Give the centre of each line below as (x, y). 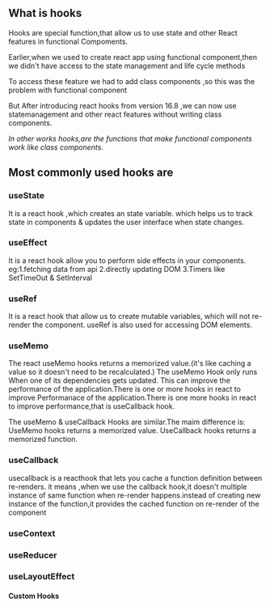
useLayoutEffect (42, 576)
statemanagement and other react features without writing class (115, 114)
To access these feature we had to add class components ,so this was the (132, 81)
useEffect (28, 243)
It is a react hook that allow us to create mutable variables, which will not (129, 316)
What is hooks (45, 13)
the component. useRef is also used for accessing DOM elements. (142, 325)
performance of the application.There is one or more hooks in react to (124, 389)
